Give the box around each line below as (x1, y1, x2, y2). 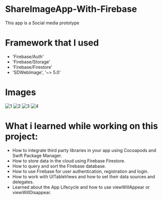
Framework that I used (5, 37, 99, 49)
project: (5, 131, 38, 142)
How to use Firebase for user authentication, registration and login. (12, 168, 149, 174)
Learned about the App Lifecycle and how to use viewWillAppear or (12, 184, 150, 190)
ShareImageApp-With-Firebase (5, 3, 137, 15)
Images (5, 87, 36, 98)
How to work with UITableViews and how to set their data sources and (12, 173, 156, 179)
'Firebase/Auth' (12, 53, 44, 59)
